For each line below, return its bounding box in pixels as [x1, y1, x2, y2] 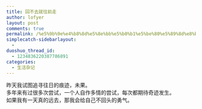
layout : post [6, 20, 39, 26]
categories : [6, 59, 36, 65]
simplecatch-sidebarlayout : [6, 37, 77, 43]
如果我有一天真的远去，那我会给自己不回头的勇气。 [6, 96, 133, 104]
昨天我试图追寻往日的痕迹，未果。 [6, 81, 91, 89]
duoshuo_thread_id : [6, 48, 55, 54]
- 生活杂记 [11, 64, 35, 71]
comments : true [6, 25, 44, 32]
